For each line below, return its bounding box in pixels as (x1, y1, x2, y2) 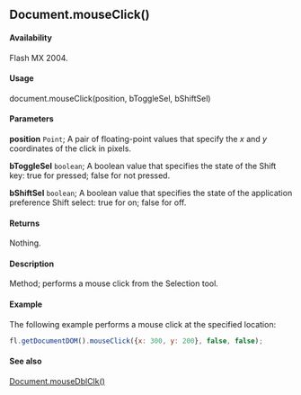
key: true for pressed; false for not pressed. (9, 170, 171, 181)
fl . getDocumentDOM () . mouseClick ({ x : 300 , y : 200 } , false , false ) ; (9, 337, 263, 346)
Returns (9, 218, 40, 229)
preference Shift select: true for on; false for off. (9, 197, 187, 208)
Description (9, 258, 55, 269)
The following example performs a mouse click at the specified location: (9, 319, 277, 329)
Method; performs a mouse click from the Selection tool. (9, 278, 218, 289)
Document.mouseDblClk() (9, 375, 106, 386)
